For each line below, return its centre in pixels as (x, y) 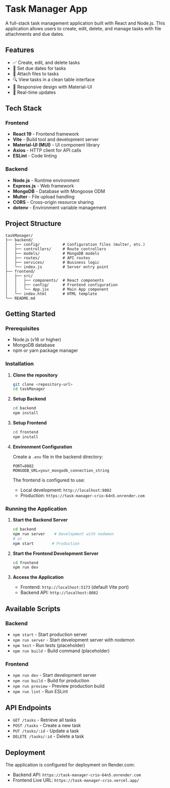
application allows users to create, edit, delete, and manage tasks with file (83, 28)
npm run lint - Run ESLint (40, 692)
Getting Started (30, 314)
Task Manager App (47, 9)
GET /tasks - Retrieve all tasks (45, 720)
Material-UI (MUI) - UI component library (56, 145)
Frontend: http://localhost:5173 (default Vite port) (75, 587)
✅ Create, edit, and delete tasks (46, 63)
